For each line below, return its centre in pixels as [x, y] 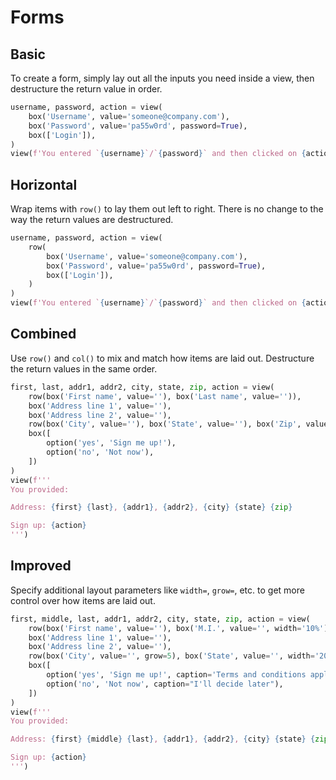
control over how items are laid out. [83, 600]
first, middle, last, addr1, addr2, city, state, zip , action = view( [160, 619]
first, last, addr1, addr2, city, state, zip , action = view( [142, 387]
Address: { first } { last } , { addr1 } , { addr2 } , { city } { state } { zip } [151, 507]
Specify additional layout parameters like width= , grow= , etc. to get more [157, 590]
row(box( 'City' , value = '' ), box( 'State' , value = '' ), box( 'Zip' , [165, 424]
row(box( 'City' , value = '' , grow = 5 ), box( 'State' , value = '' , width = [171, 656]
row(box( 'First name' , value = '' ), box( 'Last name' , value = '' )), [165, 396]
